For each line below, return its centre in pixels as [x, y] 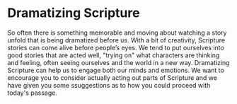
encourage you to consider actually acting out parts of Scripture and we [112, 77]
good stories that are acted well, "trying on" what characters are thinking [114, 55]
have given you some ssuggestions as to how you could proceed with [109, 85]
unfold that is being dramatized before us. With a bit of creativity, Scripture [116, 40]
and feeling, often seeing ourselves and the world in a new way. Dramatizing [118, 62]
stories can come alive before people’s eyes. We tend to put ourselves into [116, 47]
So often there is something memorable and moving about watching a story [117, 33]
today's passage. [33, 93]
